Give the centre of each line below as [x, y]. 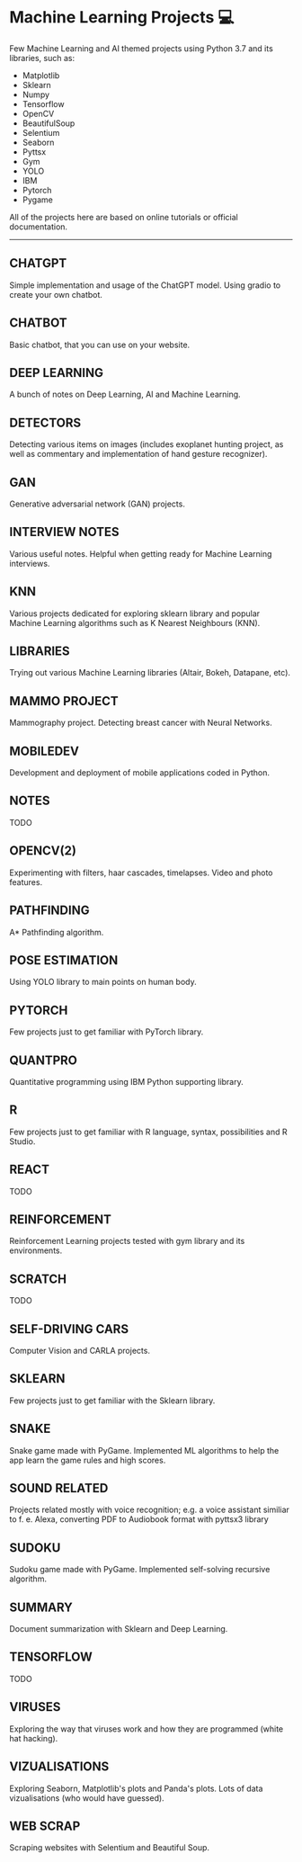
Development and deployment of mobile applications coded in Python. [140, 773]
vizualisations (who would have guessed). [87, 1798]
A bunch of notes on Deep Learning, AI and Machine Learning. [125, 394]
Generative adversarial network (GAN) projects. [98, 504]
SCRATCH [38, 1279]
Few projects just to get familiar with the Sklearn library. [112, 1401]
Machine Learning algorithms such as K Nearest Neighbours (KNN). [135, 622]
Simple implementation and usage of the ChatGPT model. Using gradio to [145, 285]
